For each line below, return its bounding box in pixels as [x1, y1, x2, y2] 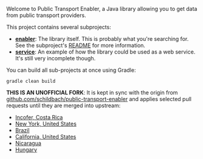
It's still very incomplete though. [15, 55, 96, 62]
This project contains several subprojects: [6, 24, 111, 30]
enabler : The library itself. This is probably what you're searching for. [15, 35, 189, 42]
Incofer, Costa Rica [15, 114, 63, 121]
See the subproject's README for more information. [15, 42, 146, 49]
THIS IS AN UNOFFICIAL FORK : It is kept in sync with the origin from [6, 89, 178, 96]
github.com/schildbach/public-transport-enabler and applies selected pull [6, 96, 191, 102]
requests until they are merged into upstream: [6, 102, 121, 109]
